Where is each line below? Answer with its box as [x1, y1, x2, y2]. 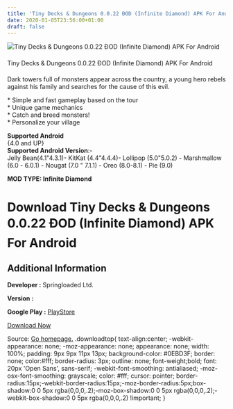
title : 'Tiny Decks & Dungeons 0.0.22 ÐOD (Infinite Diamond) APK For [7, 10, 216, 17]
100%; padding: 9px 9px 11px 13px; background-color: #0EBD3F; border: [7, 349, 216, 358]
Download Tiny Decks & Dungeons [7, 199, 210, 215]
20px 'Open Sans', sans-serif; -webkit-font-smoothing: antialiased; [7, 364, 199, 373]
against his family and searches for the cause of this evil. [7, 83, 170, 91]
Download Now [7, 321, 51, 330]
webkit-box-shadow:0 [7, 394, 71, 402]
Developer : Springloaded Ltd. [7, 281, 94, 289]
